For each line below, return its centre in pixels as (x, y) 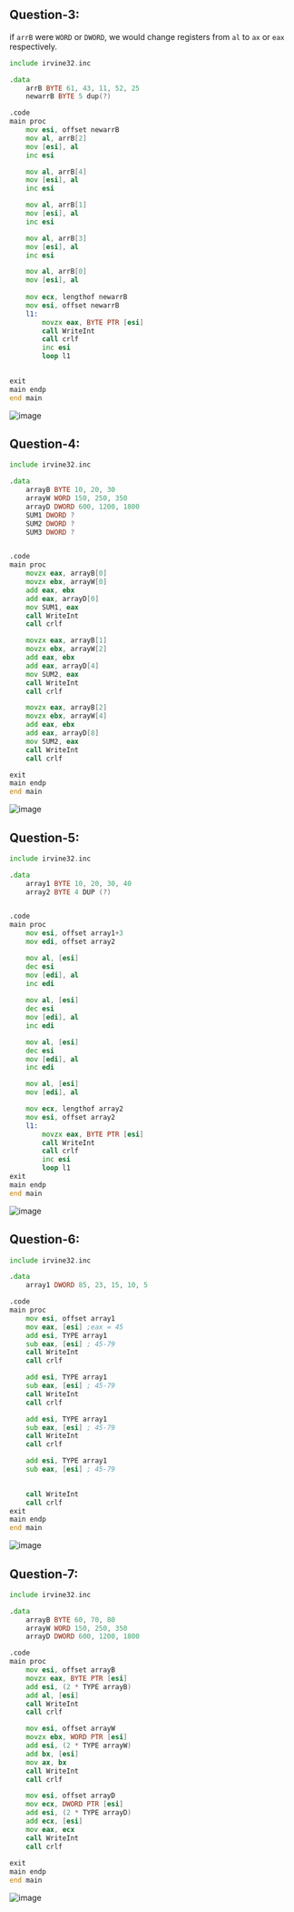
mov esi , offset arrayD (71, 1796)
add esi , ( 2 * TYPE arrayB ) (78, 1686)
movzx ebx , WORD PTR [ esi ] (77, 1737)
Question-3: (44, 15)
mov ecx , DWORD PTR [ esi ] (75, 1805)
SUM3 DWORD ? (50, 532)
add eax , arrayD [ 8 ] (63, 733)
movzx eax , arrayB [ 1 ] (66, 640)
